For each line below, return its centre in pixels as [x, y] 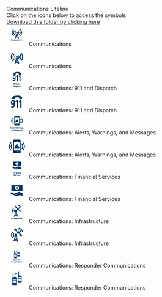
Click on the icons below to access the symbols [66, 15]
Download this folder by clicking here [53, 22]
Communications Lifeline [38, 9]
